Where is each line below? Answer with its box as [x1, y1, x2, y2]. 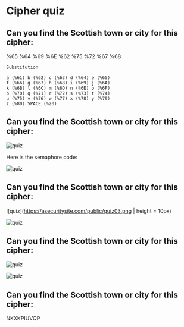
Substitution [6, 64, 39, 70]
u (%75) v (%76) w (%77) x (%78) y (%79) [6, 96, 111, 102]
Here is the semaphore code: [6, 153, 77, 161]
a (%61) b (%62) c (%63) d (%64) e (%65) [6, 75, 111, 81]
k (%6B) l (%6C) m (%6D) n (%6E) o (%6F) [6, 85, 111, 91]
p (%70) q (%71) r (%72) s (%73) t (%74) [6, 90, 111, 96]
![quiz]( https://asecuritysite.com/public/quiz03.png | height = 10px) [6, 207, 171, 215]
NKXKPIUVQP [6, 315, 40, 322]
